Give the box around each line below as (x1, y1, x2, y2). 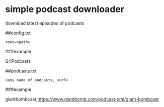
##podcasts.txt (5, 68, 37, 74)
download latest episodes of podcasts (5, 20, 85, 26)
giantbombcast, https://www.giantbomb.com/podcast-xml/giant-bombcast (5, 96, 159, 102)
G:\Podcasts (5, 58, 31, 64)
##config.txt (5, 30, 31, 36)
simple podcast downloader (5, 4, 125, 15)
